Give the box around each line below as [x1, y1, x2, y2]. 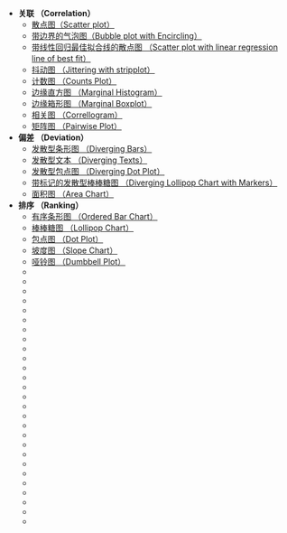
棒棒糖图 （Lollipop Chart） [31, 222, 134, 233]
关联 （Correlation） [17, 8, 96, 18]
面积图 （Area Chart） [31, 189, 115, 199]
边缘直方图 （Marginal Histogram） [31, 87, 162, 98]
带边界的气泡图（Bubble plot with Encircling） [31, 31, 202, 41]
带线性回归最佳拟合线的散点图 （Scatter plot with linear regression [31, 42, 278, 52]
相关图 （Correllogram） [31, 109, 123, 120]
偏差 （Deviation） [17, 132, 88, 143]
